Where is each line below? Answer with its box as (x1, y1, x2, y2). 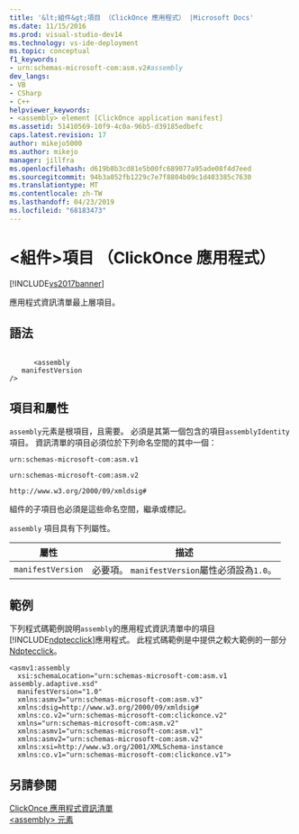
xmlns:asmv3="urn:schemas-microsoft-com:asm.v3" (17, 695, 204, 704)
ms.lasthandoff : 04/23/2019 (9, 197, 115, 207)
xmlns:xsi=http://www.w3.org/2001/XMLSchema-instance (17, 743, 223, 752)
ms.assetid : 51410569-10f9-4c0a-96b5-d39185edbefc (9, 123, 204, 132)
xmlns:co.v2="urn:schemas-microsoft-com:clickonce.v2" (17, 711, 228, 720)
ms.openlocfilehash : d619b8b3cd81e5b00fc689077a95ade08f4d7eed (9, 164, 252, 173)
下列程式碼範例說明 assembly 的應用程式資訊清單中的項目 (9, 623, 216, 634)
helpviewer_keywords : (9, 105, 91, 115)
